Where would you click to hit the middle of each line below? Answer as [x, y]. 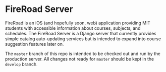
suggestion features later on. [35, 44]
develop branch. [22, 64]
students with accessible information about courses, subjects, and [73, 28]
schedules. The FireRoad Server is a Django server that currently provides [81, 33]
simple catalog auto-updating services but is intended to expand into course [83, 39]
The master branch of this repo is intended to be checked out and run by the [83, 54]
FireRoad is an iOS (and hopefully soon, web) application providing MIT [78, 23]
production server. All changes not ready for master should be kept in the [80, 59]
